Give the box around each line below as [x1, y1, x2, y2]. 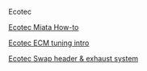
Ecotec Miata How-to [8, 23, 79, 31]
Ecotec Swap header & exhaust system [8, 54, 139, 63]
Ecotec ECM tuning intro [8, 38, 90, 48]
